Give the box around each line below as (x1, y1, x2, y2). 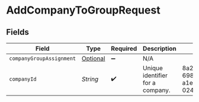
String (82, 75, 99, 83)
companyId (9, 76, 37, 83)
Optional (82, 54, 105, 62)
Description (143, 45, 176, 52)
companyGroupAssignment (9, 55, 76, 62)
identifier (143, 71, 168, 80)
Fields (6, 27, 30, 37)
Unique (143, 64, 163, 72)
